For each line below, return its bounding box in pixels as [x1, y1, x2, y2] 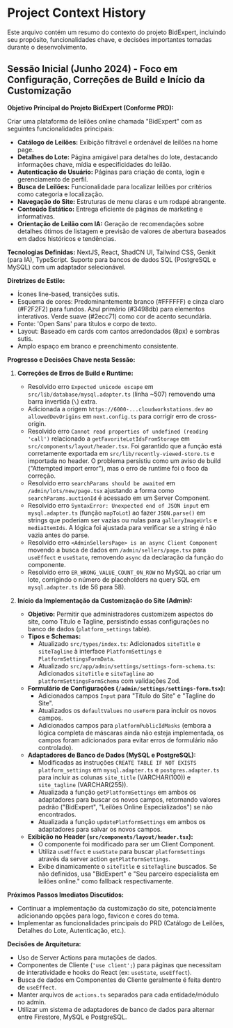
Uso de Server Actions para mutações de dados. [17, 953, 157, 962]
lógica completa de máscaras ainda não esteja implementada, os [38, 728, 224, 737]
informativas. [17, 212, 56, 221]
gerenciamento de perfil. [17, 175, 88, 183]
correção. [27, 471, 56, 480]
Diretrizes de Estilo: [7, 276, 65, 284]
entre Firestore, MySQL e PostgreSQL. [17, 1013, 127, 1021]
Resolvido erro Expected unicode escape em [27, 382, 154, 390]
